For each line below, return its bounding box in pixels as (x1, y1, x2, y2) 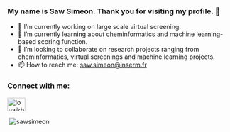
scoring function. (38, 38, 88, 46)
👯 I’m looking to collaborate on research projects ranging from (17, 45, 199, 54)
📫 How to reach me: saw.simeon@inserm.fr (17, 60, 147, 70)
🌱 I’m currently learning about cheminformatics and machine (17, 30, 195, 38)
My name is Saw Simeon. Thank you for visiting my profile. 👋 (7, 6, 220, 16)
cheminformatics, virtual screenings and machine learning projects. (17, 53, 215, 61)
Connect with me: (7, 81, 70, 91)
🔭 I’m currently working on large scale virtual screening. (17, 23, 181, 31)
